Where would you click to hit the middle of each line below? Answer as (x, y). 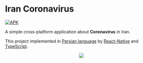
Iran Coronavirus (40, 9)
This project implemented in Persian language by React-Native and (72, 41)
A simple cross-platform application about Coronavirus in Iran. (68, 31)
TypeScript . (16, 46)
